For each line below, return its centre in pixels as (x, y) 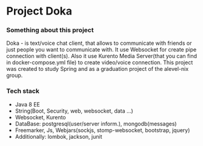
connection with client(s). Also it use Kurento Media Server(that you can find (101, 56)
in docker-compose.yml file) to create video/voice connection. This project (100, 62)
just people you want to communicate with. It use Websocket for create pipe (101, 50)
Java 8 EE (28, 104)
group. (15, 75)
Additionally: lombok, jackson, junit (58, 136)
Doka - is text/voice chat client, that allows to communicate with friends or (99, 43)
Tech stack (23, 91)
